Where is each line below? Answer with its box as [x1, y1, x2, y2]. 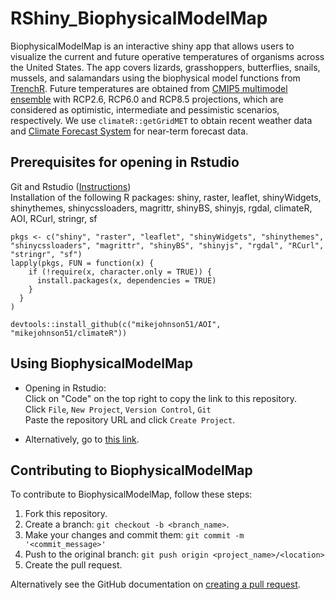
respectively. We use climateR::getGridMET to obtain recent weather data [10, 114, 313, 126]
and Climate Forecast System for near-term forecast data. [10, 125, 249, 137]
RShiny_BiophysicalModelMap [10, 7, 268, 30]
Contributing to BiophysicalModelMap [10, 462, 253, 479]
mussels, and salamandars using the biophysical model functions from [10, 72, 301, 84]
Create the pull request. [24, 559, 123, 571]
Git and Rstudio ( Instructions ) [10, 180, 132, 192]
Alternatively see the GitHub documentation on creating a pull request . [10, 578, 301, 591]
